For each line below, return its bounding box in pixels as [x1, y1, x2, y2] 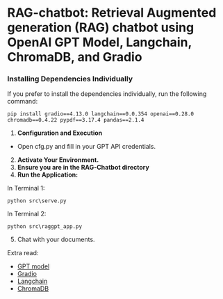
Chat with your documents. [17, 235, 95, 244]
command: [7, 97, 38, 106]
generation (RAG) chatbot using [7, 19, 195, 35]
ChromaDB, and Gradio [7, 49, 142, 65]
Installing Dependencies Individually [7, 74, 133, 84]
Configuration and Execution [17, 129, 103, 137]
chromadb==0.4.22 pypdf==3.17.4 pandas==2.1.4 [7, 117, 144, 124]
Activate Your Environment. [17, 156, 99, 164]
